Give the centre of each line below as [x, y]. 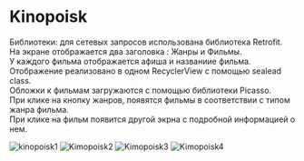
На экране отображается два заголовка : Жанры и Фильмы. [126, 51]
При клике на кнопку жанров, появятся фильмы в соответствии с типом [150, 100]
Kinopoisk [49, 17]
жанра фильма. [39, 109]
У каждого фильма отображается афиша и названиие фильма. [130, 61]
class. [20, 80]
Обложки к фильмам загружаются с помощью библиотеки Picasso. [141, 90]
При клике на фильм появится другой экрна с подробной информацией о [152, 119]
